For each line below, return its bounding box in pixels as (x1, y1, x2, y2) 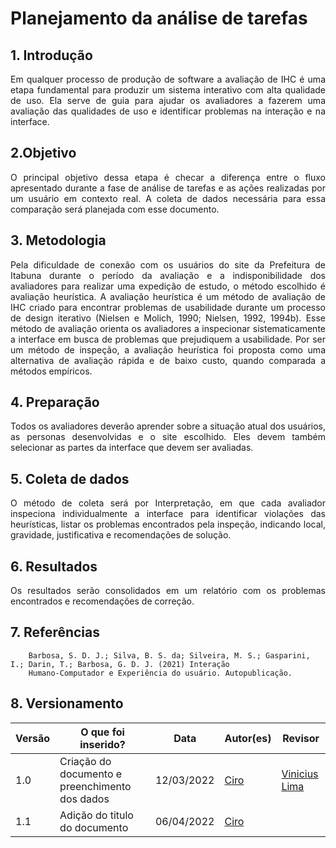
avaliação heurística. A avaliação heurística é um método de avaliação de (10, 290, 326, 302)
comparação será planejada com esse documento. (10, 203, 220, 215)
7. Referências (10, 624, 101, 641)
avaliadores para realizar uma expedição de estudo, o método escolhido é (10, 280, 326, 292)
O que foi (80, 725, 125, 739)
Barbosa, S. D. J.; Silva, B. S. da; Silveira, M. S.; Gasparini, (28, 650, 311, 661)
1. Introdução (10, 47, 93, 64)
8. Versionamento (10, 695, 124, 712)
